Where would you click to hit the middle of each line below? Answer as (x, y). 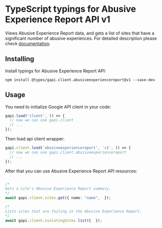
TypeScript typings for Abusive (71, 9)
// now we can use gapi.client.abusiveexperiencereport (68, 152)
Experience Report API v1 (58, 19)
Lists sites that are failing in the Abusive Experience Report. (73, 211)
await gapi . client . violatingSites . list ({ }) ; (54, 220)
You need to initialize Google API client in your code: (58, 107)
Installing (20, 59)
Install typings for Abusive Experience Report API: (56, 71)
